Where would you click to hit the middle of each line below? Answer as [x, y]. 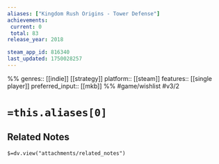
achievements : [28, 20]
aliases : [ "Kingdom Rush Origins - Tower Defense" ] [83, 14]
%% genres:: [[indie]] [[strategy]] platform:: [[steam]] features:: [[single [109, 78]
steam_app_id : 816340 [39, 52]
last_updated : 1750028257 [44, 59]
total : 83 [24, 33]
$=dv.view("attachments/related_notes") [67, 153]
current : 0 [26, 27]
